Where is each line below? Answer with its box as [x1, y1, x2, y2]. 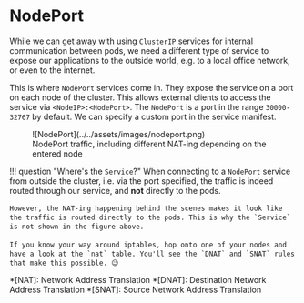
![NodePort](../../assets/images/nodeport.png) [32, 128, 206, 139]
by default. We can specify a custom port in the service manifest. [31, 111, 277, 122]
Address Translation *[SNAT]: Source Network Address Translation [9, 284, 262, 295]
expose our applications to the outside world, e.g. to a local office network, [9, 55, 291, 66]
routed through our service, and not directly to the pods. [9, 185, 221, 196]
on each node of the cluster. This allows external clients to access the [9, 92, 271, 103]
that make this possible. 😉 [9, 258, 119, 268]
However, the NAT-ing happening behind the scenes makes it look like [9, 204, 283, 213]
